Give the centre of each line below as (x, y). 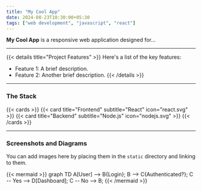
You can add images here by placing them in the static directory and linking (101, 156)
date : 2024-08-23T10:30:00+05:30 (48, 17)
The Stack (22, 96)
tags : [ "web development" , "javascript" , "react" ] (71, 23)
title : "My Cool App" (33, 12)
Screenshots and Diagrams (47, 143)
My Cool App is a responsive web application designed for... (81, 40)
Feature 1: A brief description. (51, 69)
